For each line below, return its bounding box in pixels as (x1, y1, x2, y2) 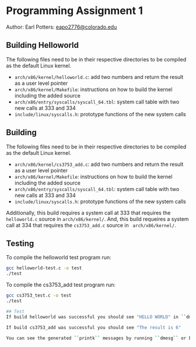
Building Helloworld (6, 40, 79, 50)
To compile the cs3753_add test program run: (6, 282, 116, 289)
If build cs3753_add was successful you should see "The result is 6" (6, 324, 181, 331)
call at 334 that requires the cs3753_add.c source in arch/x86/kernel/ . (6, 221, 176, 228)
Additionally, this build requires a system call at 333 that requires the (6, 209, 171, 216)
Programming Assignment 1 (6, 4, 143, 18)
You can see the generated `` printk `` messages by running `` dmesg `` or (6, 335, 187, 341)
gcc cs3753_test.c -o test (6, 293, 72, 299)
